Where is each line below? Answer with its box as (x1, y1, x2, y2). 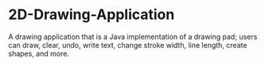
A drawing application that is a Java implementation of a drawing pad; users (8, 32, 258, 41)
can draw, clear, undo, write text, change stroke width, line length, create (8, 40, 247, 49)
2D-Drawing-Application (8, 6, 175, 24)
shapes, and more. (8, 49, 70, 58)
